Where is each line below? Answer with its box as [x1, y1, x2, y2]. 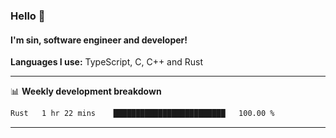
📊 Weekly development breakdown [10, 85, 162, 98]
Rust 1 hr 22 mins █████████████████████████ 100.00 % [10, 109, 275, 119]
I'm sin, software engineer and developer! [10, 34, 188, 46]
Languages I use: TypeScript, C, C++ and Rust [10, 56, 203, 68]
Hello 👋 [10, 9, 46, 23]
